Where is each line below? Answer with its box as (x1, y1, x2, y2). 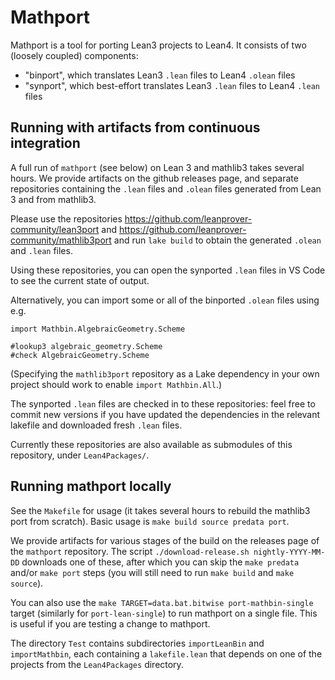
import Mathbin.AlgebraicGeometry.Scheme (10, 324, 186, 334)
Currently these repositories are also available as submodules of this (10, 438, 293, 450)
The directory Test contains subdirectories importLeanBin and (10, 637, 265, 649)
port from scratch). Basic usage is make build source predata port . (10, 515, 290, 527)
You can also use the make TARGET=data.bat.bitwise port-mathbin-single (10, 596, 314, 608)
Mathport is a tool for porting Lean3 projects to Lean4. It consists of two (10, 39, 307, 51)
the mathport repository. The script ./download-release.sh (10, 545, 250, 557)
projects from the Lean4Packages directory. (10, 658, 184, 670)
